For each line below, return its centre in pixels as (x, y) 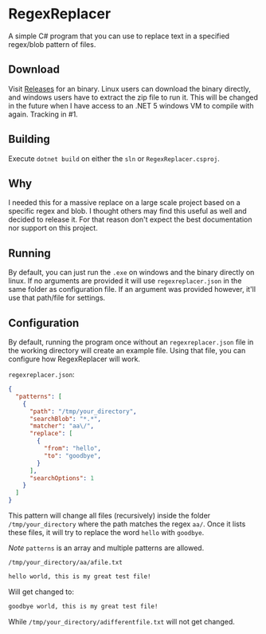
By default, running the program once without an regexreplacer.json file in (131, 342)
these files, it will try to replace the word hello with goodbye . (106, 532)
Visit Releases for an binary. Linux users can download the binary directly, (129, 89)
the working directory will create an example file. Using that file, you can (127, 350)
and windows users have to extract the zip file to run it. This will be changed (133, 97)
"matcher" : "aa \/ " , (61, 426)
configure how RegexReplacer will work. (74, 359)
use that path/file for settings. (57, 298)
